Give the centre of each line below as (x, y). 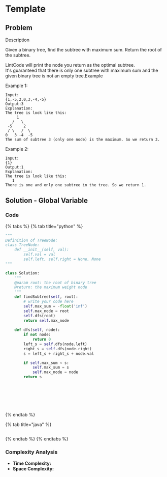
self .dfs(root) (40, 316)
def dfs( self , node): (37, 330)
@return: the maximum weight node (51, 287)
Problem (19, 28)
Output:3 (14, 104)
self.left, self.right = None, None (62, 259)
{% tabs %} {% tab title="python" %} (44, 226)
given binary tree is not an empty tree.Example (54, 76)
